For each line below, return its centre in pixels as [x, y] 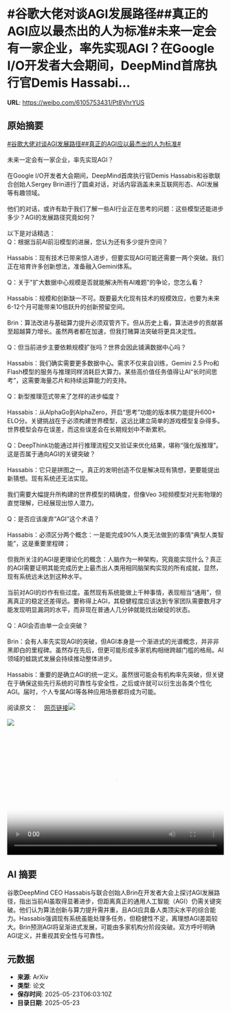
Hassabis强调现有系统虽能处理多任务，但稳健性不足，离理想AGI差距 [115, 918]
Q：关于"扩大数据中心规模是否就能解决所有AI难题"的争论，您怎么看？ [106, 282]
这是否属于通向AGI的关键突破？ [52, 454]
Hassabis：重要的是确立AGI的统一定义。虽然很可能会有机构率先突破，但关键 [115, 674]
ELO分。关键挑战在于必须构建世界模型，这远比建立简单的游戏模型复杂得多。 [115, 420]
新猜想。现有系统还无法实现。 [49, 478]
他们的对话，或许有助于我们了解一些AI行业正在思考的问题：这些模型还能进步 [115, 209]
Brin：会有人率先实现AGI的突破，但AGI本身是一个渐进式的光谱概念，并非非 [113, 641]
